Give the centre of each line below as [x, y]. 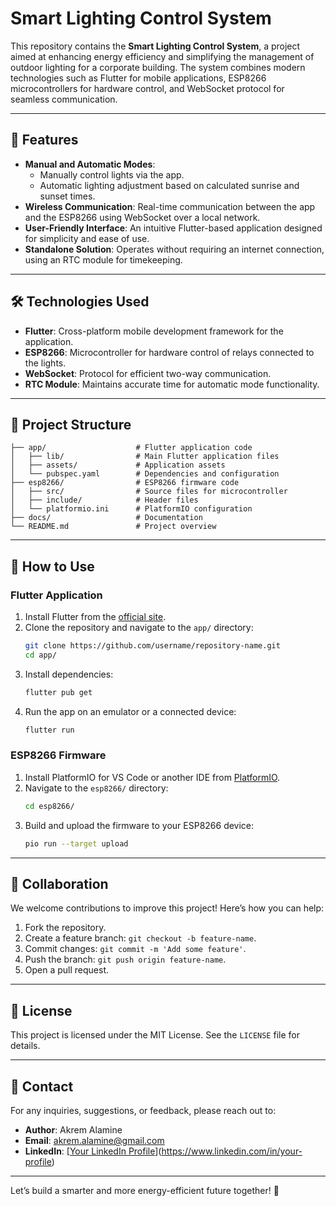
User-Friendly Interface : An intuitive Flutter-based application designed [173, 228]
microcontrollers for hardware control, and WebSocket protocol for [147, 88]
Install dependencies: [69, 674]
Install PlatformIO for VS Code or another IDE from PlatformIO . [152, 777]
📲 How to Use [52, 566]
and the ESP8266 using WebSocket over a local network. [142, 217]
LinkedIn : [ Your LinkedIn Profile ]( [93, 1151]
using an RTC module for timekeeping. [103, 259]
